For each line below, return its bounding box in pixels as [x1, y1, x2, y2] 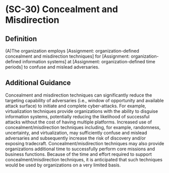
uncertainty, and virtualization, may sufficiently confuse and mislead [5, 129, 147, 136]
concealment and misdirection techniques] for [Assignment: [5, 53, 130, 59]
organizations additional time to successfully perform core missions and [5, 146, 155, 152]
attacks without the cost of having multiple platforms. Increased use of [5, 119, 152, 125]
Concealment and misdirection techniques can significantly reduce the [5, 92, 152, 98]
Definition [5, 34, 37, 43]
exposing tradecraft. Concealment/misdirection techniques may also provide [5, 140, 164, 146]
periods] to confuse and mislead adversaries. [5, 64, 100, 70]
